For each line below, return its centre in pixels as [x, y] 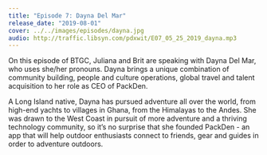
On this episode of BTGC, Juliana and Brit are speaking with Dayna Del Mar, [132, 61]
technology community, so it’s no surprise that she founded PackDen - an [129, 127]
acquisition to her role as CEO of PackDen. [78, 86]
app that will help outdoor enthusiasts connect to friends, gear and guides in [133, 136]
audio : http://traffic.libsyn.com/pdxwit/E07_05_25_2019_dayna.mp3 [123, 38]
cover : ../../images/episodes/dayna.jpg [77, 30]
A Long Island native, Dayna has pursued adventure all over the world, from [132, 101]
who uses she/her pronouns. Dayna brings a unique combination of [119, 70]
